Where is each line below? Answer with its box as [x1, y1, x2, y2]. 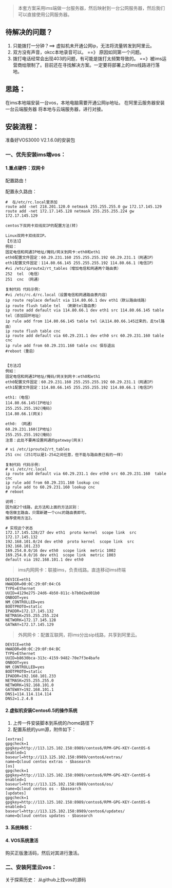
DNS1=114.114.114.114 [5, 691, 52, 697]
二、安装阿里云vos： [5, 864, 57, 871]
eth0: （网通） [5, 421, 35, 426]
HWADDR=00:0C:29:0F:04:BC [5, 646, 61, 652]
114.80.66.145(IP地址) [5, 400, 52, 406]
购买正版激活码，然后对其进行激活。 [5, 849, 82, 856]
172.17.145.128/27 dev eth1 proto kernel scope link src [5, 530, 137, 535]
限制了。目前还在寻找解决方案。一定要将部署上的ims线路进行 [26, 62, 156, 68]
